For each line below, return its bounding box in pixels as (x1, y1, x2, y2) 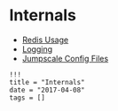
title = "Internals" (9, 78, 86, 86)
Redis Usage (21, 34, 69, 45)
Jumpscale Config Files (21, 53, 109, 63)
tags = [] (9, 93, 46, 102)
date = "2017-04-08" (9, 85, 86, 94)
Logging (21, 43, 53, 54)
